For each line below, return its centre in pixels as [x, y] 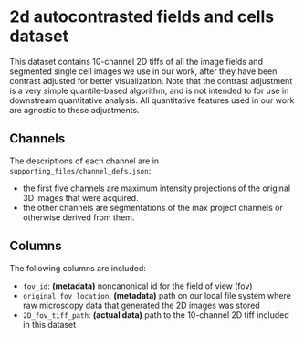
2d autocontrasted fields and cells [142, 17]
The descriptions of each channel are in [84, 161]
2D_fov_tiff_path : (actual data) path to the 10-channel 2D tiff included [156, 315]
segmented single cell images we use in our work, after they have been [143, 71]
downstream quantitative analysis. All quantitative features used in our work [152, 100]
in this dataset [49, 324]
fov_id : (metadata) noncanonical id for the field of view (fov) [137, 286]
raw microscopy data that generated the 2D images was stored [141, 305]
